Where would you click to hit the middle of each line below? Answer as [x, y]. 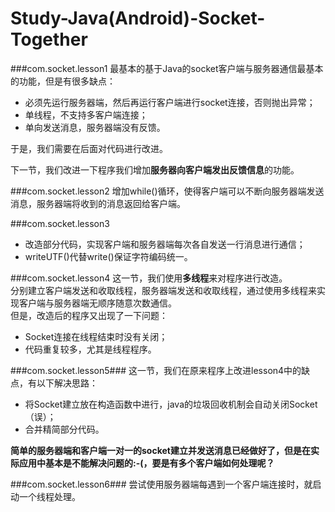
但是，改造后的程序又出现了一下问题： [89, 315]
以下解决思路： [67, 383]
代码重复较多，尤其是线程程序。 [90, 349]
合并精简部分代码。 [64, 429]
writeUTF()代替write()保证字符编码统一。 [108, 256]
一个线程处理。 [49, 496]
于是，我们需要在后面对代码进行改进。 [89, 148]
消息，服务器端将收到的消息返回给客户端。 [98, 203]
